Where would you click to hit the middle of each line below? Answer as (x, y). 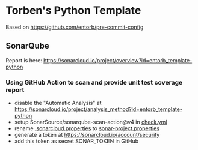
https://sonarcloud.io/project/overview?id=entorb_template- (118, 60)
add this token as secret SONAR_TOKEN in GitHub (76, 141)
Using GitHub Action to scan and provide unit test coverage (94, 82)
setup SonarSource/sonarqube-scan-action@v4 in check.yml (91, 122)
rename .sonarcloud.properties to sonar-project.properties (87, 128)
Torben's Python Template (73, 10)
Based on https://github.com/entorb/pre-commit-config (75, 27)
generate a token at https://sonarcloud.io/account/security (87, 135)
